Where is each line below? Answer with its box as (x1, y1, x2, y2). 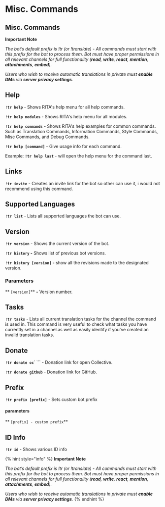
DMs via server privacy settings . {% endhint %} (5, 496, 104, 502)
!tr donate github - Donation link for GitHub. (5, 369, 97, 375)
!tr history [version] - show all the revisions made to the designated (5, 260, 149, 266)
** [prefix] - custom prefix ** (5, 419, 68, 425)
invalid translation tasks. (5, 332, 54, 338)
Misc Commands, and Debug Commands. (5, 134, 90, 140)
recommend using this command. (5, 186, 73, 192)
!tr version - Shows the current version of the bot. (5, 241, 110, 247)
